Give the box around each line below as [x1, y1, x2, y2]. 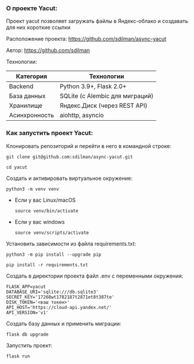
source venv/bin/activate [14, 208, 78, 214]
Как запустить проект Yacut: [6, 129, 93, 137]
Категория [15, 72, 47, 80]
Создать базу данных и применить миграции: [6, 320, 122, 327]
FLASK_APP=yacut [6, 284, 46, 289]
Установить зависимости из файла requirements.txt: [6, 240, 136, 247]
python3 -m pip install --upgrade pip [6, 252, 101, 257]
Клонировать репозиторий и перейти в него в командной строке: [6, 142, 172, 149]
